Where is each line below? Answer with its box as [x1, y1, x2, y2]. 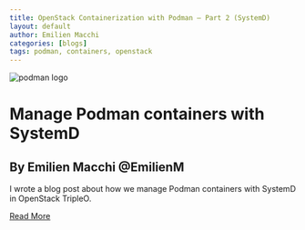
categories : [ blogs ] [9, 38, 88, 48]
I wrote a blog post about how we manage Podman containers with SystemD [9, 184, 296, 195]
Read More [9, 211, 51, 222]
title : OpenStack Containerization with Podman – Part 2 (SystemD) [9, 13, 271, 23]
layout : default [9, 22, 71, 31]
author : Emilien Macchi [9, 30, 100, 39]
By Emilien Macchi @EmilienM [9, 159, 185, 175]
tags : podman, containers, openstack [9, 47, 153, 56]
